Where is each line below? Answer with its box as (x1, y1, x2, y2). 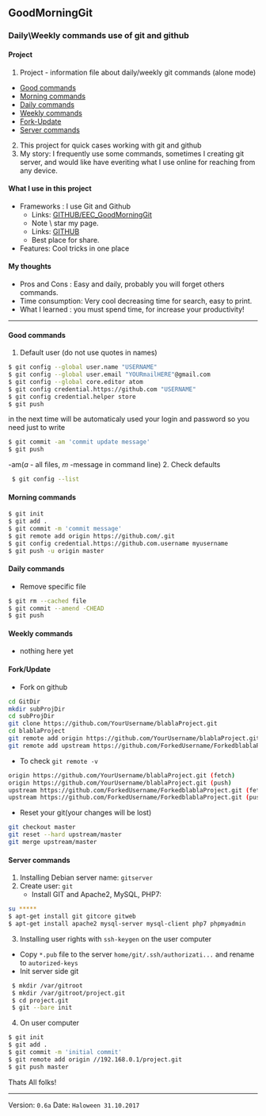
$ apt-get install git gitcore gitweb (8, 912, 136, 921)
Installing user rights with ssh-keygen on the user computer (19, 934, 212, 943)
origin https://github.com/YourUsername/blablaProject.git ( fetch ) (8, 771, 236, 780)
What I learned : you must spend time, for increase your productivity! (19, 305, 245, 314)
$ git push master (8, 1063, 69, 1071)
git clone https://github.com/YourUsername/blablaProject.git (8, 719, 218, 728)
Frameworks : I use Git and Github (19, 201, 131, 211)
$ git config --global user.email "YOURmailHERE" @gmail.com (8, 370, 211, 378)
